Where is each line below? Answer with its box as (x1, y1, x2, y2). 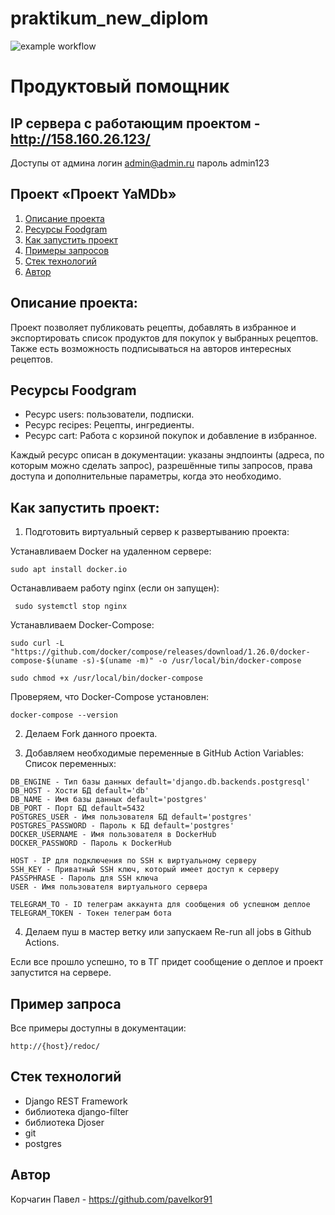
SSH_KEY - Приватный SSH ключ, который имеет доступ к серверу (10, 865, 280, 875)
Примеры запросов (24, 244, 110, 256)
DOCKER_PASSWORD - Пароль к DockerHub (10, 838, 172, 849)
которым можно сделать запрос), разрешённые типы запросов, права (10, 460, 313, 472)
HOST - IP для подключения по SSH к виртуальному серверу (10, 856, 257, 866)
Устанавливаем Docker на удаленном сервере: (10, 545, 212, 557)
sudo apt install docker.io (10, 565, 128, 575)
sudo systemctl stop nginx (14, 602, 128, 612)
